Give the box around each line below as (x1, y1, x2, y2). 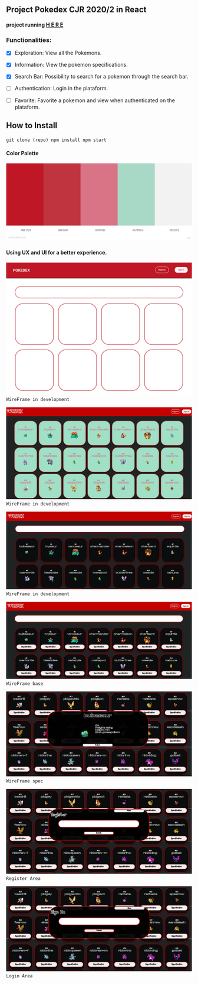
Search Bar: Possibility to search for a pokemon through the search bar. (14, 73, 189, 80)
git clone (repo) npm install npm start (6, 137, 107, 143)
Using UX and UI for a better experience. (6, 249, 107, 256)
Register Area (6, 876, 41, 882)
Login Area (6, 973, 33, 979)
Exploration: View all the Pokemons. (14, 50, 102, 57)
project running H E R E (6, 21, 64, 28)
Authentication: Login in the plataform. (14, 85, 108, 92)
